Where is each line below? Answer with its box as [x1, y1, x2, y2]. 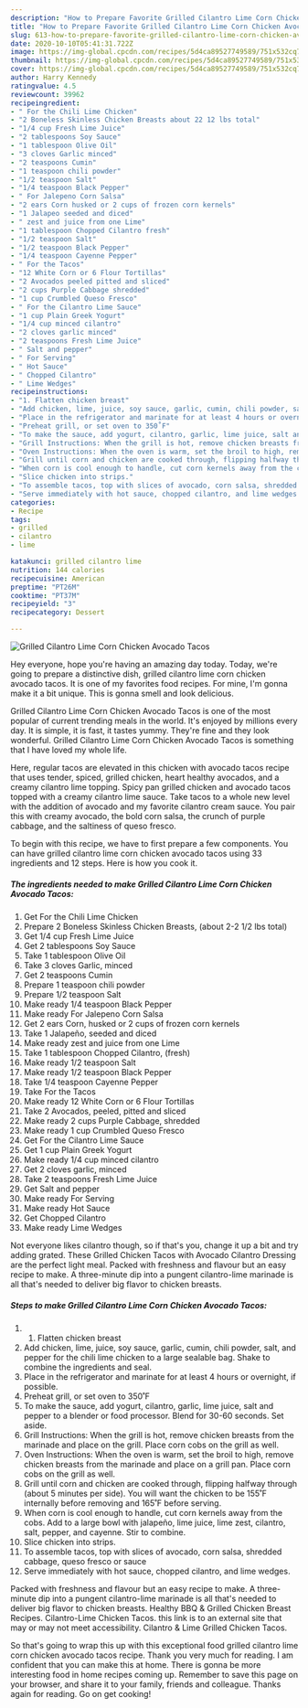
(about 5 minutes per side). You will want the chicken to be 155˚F [23, 1488, 268, 1499]
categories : [10, 497, 56, 507]
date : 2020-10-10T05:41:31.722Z [10, 38, 133, 48]
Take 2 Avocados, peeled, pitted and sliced [23, 1105, 186, 1116]
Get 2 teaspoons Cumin [23, 969, 113, 980]
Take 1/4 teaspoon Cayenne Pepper [23, 1076, 159, 1087]
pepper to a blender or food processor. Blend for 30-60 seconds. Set [23, 1410, 284, 1421]
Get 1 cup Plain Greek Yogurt [23, 1144, 133, 1155]
